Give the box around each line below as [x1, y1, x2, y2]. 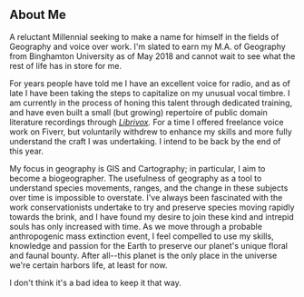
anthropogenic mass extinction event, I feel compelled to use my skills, [9, 231, 274, 242]
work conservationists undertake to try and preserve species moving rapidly [9, 202, 295, 213]
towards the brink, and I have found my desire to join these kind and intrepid [9, 211, 294, 222]
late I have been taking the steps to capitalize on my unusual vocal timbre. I [9, 87, 290, 98]
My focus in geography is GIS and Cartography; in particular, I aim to [9, 163, 266, 173]
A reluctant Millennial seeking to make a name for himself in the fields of [9, 31, 279, 42]
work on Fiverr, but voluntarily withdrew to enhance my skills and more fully [9, 126, 292, 137]
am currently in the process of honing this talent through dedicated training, [9, 97, 293, 108]
